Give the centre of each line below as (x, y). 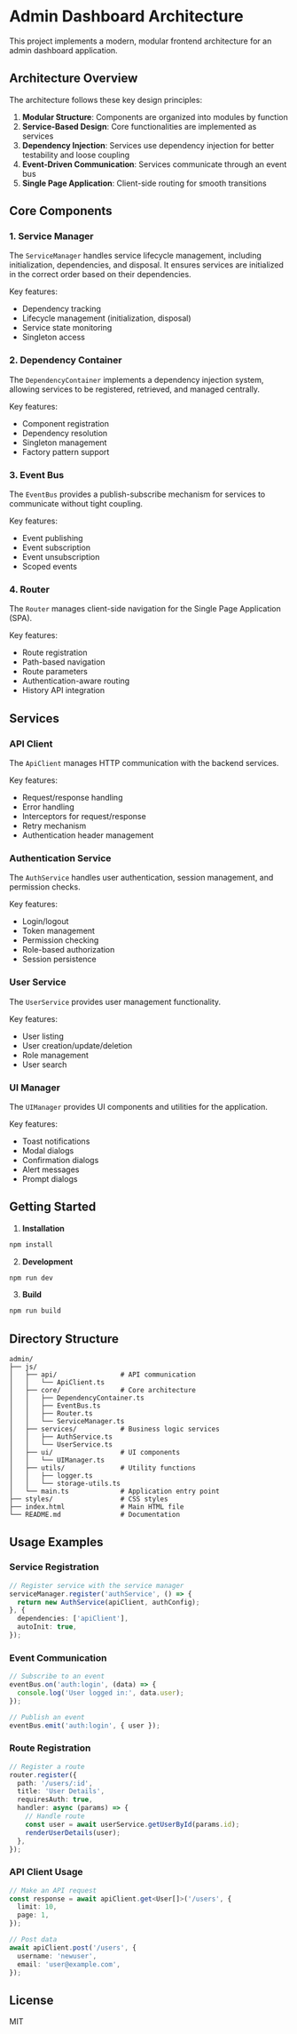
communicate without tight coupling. (76, 504)
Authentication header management (88, 835)
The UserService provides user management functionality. (115, 1001)
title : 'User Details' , (61, 1791)
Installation (43, 1228)
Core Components (61, 211)
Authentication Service (60, 857)
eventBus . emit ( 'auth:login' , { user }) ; (85, 1726)
